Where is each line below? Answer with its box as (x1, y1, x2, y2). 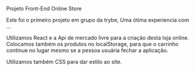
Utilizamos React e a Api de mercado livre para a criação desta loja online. (6, 34, 190, 41)
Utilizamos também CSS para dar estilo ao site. (6, 59, 122, 65)
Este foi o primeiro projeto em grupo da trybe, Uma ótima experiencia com (6, 17, 190, 23)
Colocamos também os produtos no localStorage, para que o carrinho (6, 41, 179, 47)
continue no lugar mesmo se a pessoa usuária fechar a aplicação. (6, 47, 169, 54)
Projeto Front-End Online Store (6, 5, 82, 12)
